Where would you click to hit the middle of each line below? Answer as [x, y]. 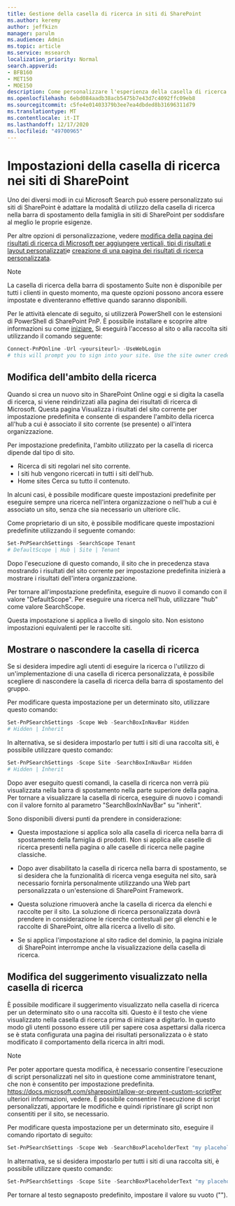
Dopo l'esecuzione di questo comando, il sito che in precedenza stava [108, 563]
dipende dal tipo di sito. [41, 452]
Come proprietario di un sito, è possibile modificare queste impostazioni [111, 523]
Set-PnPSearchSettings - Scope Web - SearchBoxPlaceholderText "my [104, 1147]
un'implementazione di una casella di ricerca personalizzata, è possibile [111, 674]
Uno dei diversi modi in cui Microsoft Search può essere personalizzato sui [115, 200]
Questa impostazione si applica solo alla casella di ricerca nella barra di [120, 832]
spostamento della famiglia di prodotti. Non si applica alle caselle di [114, 840]
